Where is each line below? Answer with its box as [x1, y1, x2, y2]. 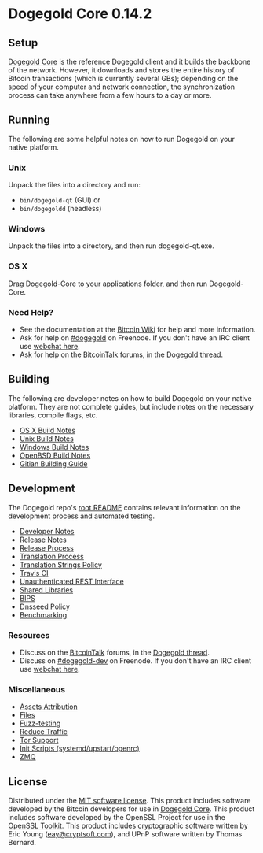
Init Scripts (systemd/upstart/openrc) [19, 744, 140, 753]
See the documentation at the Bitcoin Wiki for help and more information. [19, 325, 256, 334]
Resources [8, 629, 50, 640]
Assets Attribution [19, 702, 78, 711]
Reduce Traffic [19, 727, 68, 736]
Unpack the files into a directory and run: [8, 180, 141, 190]
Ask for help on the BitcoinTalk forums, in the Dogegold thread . [19, 350, 224, 359]
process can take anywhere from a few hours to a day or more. [8, 91, 212, 99]
